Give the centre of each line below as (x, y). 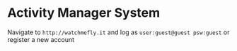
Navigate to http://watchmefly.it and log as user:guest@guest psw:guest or (118, 32)
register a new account (41, 39)
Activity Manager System (84, 13)
